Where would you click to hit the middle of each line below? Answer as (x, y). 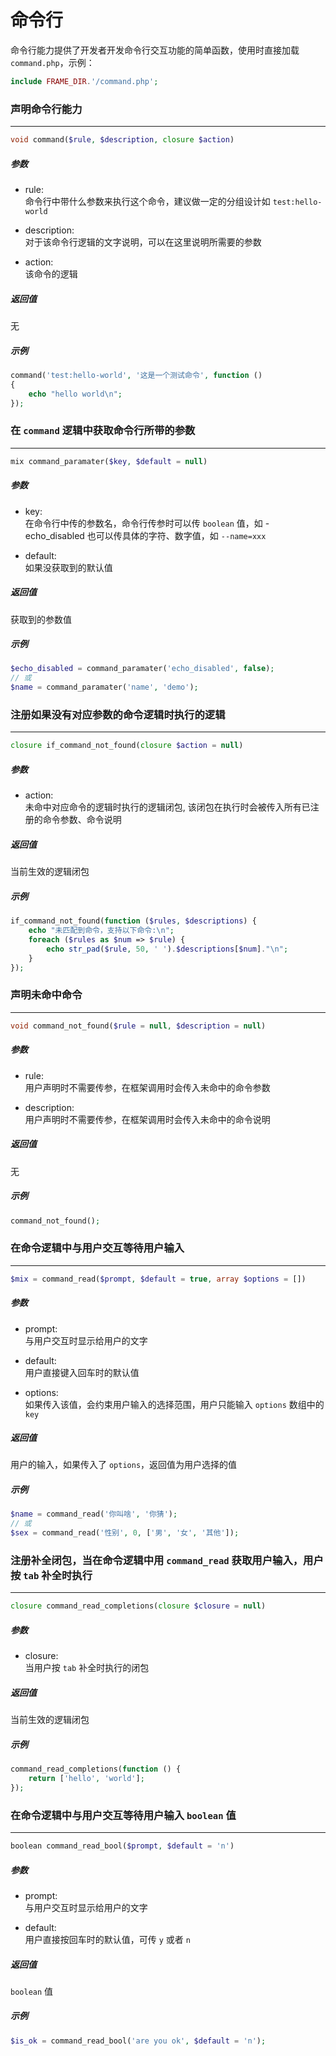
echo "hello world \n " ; (75, 394)
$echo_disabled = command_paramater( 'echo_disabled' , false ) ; (142, 669)
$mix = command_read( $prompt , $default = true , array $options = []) (158, 1279)
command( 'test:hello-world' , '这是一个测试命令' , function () (136, 375)
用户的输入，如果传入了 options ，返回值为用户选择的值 (124, 1465)
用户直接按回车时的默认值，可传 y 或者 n (107, 1939)
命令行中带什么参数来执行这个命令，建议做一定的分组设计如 (147, 201)
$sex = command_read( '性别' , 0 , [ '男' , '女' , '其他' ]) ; (125, 1533)
